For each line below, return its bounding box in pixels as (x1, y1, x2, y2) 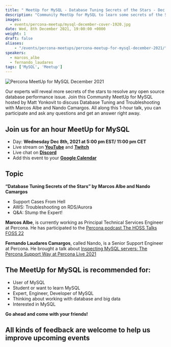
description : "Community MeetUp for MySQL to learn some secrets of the (5, 12, 163, 17)
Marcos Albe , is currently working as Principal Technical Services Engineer (5, 219, 164, 225)
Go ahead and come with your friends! (5, 311, 88, 317)
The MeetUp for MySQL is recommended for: (5, 266, 151, 274)
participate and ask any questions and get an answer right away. (5, 110, 141, 117)
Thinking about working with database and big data (12, 295, 121, 302)
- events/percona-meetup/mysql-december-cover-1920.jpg (10, 21, 131, 27)
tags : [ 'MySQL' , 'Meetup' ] (5, 64, 63, 70)
